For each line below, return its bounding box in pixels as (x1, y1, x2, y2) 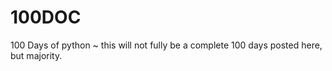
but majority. (10, 49, 63, 61)
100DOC (10, 6, 82, 29)
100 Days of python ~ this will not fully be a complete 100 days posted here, (10, 39, 323, 51)
